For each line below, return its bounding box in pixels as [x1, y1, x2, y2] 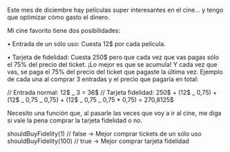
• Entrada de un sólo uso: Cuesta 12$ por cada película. [7, 40, 166, 47]
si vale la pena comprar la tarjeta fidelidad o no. [7, 116, 143, 124]
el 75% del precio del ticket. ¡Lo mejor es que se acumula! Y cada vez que [7, 61, 218, 68]
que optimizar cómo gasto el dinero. [7, 13, 111, 21]
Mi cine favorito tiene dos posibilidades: [7, 27, 121, 34]
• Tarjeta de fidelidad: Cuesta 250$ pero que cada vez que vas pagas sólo [7, 53, 220, 61]
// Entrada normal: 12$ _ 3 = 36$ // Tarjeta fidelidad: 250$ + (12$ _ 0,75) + [7, 89, 218, 96]
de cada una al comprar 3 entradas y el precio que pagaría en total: [7, 75, 199, 83]
